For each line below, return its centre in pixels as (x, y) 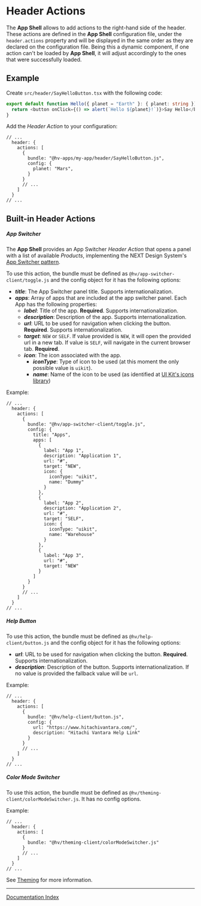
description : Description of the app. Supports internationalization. (105, 317)
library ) (42, 380)
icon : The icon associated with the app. (72, 355)
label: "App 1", (64, 450)
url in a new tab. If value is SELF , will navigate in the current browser (107, 342)
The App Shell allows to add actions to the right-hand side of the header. (96, 28)
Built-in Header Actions (51, 219)
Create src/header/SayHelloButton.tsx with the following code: (84, 93)
